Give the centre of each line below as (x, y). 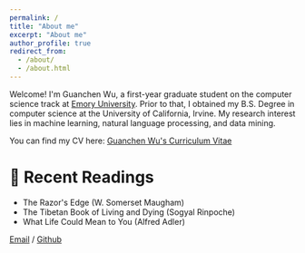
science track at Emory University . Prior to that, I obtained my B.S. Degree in (152, 103)
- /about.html (44, 69)
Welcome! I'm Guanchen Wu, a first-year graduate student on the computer (151, 94)
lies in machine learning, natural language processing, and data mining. (143, 122)
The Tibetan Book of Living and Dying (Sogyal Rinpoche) (129, 212)
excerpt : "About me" (49, 34)
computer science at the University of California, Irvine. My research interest (152, 113)
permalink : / (34, 18)
